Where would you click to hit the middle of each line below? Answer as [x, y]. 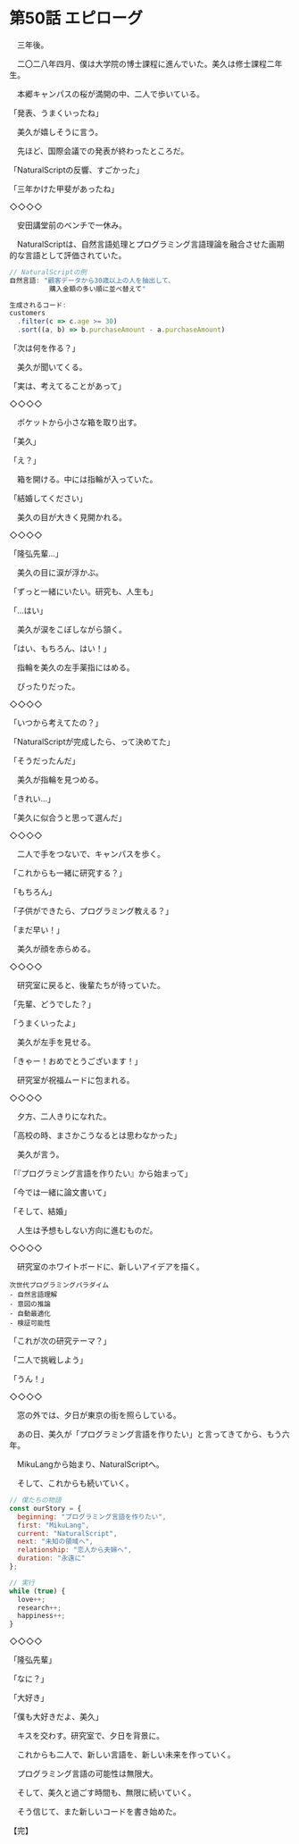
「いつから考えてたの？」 [56, 723]
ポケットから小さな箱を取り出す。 [79, 423]
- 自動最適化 [30, 1314]
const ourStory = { [46, 1508]
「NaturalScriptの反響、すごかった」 [77, 170]
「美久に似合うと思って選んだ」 [68, 817]
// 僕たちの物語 [35, 1500]
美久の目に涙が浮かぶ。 [60, 573]
